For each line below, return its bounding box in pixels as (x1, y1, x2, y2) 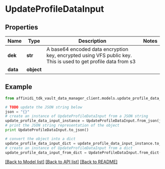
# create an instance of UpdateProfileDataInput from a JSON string (5, 114, 148, 119)
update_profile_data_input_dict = (5, 141, 76, 146)
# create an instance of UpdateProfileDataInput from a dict (5, 145, 133, 150)
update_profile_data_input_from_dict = (5, 150, 87, 155)
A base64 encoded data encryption (46, 46, 129, 53)
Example (5, 83, 32, 91)
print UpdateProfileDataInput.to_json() (5, 128, 89, 133)
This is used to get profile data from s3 (46, 58, 136, 65)
